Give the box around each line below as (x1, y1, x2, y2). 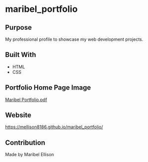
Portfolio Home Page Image (5, 83, 91, 92)
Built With (5, 51, 36, 59)
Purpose (5, 23, 32, 32)
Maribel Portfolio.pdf (5, 97, 48, 103)
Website (5, 111, 31, 119)
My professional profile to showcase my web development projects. (5, 36, 144, 42)
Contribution (5, 138, 46, 147)
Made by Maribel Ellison (5, 152, 54, 158)
